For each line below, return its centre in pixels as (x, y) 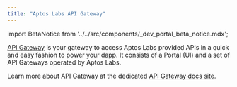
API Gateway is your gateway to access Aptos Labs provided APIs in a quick (118, 47)
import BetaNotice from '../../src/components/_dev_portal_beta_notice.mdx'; (118, 34)
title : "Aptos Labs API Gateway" (57, 14)
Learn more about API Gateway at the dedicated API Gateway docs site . (112, 76)
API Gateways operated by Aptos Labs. (64, 62)
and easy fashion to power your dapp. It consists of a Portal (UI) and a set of (118, 55)
